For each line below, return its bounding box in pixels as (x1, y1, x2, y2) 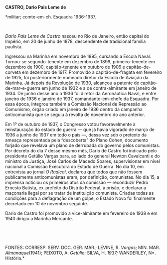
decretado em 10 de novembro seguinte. (5, 201, 88, 206)
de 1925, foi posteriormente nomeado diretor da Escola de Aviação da (5, 75, 149, 80)
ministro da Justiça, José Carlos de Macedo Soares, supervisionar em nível (5, 158, 161, 164)
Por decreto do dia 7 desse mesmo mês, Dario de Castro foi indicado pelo (5, 148, 157, 153)
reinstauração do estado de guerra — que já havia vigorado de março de (5, 127, 155, 132)
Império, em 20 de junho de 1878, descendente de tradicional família (5, 38, 146, 44)
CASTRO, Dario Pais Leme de (5, 4, 66, 10)
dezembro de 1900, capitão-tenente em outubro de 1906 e (5, 64, 126, 70)
